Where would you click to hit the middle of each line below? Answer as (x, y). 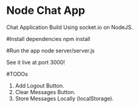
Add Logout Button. (40, 86)
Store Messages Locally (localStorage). (64, 98)
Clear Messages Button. (45, 92)
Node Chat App (46, 11)
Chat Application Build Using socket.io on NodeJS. (70, 27)
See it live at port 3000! (36, 62)
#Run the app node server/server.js (51, 50)
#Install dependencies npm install (48, 39)
